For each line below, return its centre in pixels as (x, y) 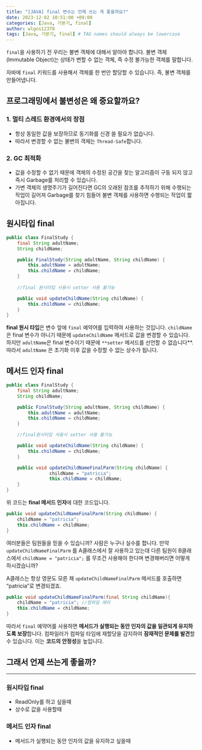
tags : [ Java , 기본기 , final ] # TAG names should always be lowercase (93, 34)
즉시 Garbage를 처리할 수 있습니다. (56, 180)
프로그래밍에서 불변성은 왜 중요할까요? (73, 101)
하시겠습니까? (22, 565)
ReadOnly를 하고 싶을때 (43, 702)
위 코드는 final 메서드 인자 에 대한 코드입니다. (58, 503)
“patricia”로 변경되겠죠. (34, 586)
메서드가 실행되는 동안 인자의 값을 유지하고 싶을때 (73, 740)
